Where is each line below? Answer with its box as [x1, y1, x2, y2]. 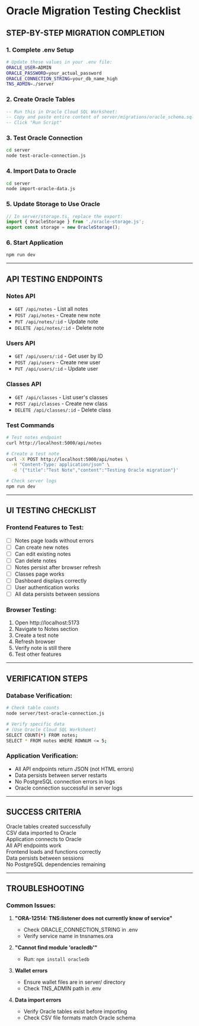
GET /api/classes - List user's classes [14, 393, 108, 400]
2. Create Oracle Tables [6, 95, 75, 103]
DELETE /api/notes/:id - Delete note [14, 324, 105, 332]
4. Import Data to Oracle [6, 167, 76, 175]
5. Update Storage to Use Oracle [6, 200, 101, 209]
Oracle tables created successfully [6, 823, 91, 830]
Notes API [6, 292, 36, 300]
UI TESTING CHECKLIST [6, 506, 97, 516]
